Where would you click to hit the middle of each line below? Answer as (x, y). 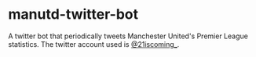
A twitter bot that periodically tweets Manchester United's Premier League (128, 36)
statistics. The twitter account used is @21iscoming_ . (94, 44)
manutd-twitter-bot (73, 14)
